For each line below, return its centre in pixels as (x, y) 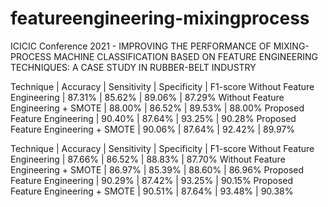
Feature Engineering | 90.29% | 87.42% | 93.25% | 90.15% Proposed (152, 180)
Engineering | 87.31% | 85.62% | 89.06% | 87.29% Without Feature (147, 97)
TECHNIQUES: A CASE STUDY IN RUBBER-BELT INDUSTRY (133, 67)
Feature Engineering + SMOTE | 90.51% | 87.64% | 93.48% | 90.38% (152, 191)
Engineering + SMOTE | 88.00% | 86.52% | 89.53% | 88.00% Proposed (157, 108)
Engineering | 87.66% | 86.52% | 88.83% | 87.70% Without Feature (148, 159)
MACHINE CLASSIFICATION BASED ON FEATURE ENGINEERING (186, 56)
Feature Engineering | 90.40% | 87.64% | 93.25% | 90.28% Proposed (153, 118)
